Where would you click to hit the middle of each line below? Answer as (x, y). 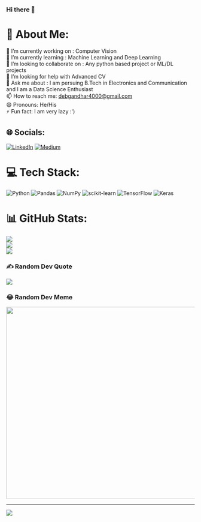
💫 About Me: (38, 34)
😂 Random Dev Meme (39, 297)
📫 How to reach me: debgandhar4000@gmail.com (69, 96)
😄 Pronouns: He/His (31, 104)
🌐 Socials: (26, 132)
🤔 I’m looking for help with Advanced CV (56, 76)
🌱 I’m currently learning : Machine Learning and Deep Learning (84, 57)
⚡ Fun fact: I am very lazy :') (41, 111)
